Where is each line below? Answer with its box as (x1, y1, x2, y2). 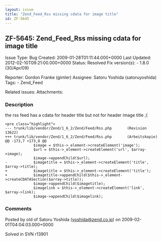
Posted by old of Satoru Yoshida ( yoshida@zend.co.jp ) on (5, 216, 121, 222)
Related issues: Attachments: (5, 89, 63, 95)
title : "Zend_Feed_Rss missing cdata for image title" (5, 12, 119, 17)
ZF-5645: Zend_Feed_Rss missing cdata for (5, 34, 141, 42)
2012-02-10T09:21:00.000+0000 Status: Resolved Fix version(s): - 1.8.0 (5, 60, 149, 66)
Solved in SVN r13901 (5, 231, 48, 237)
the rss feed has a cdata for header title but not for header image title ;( (5, 112, 148, 118)
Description (5, 101, 34, 108)
